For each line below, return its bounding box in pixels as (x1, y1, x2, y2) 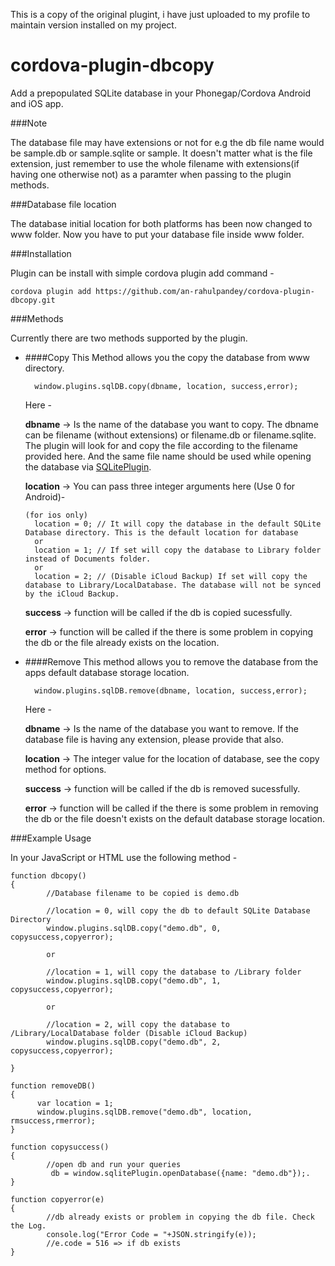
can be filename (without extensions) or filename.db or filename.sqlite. (24, 429, 317, 441)
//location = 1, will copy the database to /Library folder (46, 967, 302, 977)
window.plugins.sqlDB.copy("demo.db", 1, (46, 975, 222, 986)
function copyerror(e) (10, 1194, 105, 1204)
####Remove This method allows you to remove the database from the (24, 655, 319, 668)
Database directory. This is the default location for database (24, 527, 299, 538)
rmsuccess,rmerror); (10, 1115, 97, 1126)
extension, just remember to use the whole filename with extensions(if (10, 157, 300, 169)
